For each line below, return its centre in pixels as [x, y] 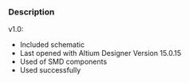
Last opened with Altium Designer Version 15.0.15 [100, 53]
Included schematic [52, 45]
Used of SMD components [63, 61]
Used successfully [50, 70]
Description [31, 12]
